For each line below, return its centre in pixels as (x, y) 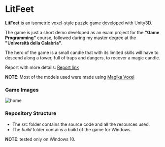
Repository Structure (31, 113)
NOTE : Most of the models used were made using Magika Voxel (70, 77)
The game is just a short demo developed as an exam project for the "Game (82, 32)
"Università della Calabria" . (34, 43)
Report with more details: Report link (42, 67)
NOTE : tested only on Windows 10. (40, 139)
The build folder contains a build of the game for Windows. (72, 129)
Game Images (22, 90)
